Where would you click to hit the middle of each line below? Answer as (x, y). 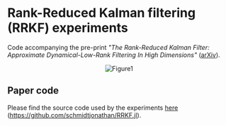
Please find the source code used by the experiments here (93, 108)
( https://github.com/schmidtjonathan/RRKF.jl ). (74, 115)
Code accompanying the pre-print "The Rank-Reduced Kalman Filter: (109, 47)
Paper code (33, 90)
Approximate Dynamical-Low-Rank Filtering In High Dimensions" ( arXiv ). (114, 55)
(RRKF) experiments (68, 28)
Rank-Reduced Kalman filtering (102, 13)
